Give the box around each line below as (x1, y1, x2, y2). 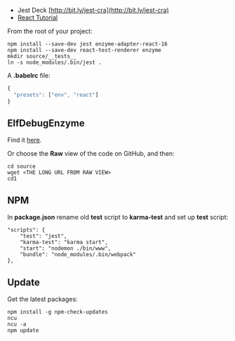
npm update (7, 327, 39, 334)
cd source (7, 163, 36, 170)
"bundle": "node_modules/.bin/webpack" (20, 251, 137, 258)
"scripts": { (7, 227, 46, 234)
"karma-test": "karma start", (20, 239, 109, 246)
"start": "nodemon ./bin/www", (20, 245, 112, 252)
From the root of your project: (7, 27, 93, 35)
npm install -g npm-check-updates (7, 309, 109, 316)
